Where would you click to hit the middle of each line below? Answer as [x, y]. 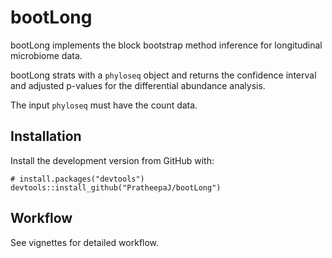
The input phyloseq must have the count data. [104, 105]
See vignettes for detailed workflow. [85, 242]
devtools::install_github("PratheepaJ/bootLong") [116, 187]
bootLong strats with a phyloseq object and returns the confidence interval [163, 75]
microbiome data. [46, 55]
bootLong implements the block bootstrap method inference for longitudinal [166, 45]
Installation [46, 136]
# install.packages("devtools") [77, 179]
